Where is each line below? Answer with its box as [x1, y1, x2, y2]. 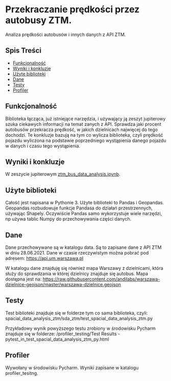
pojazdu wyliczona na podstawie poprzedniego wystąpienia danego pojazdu [5, 137, 166, 143]
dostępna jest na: [5, 276, 42, 282]
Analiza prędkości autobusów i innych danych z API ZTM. [5, 31, 126, 37]
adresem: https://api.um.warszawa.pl [5, 255, 84, 261]
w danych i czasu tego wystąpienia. [5, 142, 81, 149]
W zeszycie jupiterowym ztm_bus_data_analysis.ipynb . [5, 171, 120, 177]
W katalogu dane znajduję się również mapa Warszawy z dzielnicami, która [5, 265, 163, 271]
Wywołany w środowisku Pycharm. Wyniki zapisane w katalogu [5, 365, 139, 371]
